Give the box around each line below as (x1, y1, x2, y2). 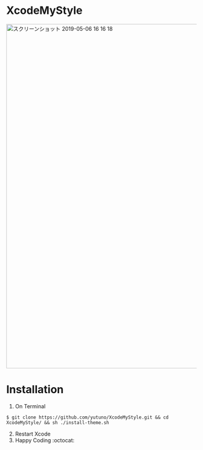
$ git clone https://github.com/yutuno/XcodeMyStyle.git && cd (6, 414, 169, 420)
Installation (6, 383, 64, 396)
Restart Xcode (14, 430, 51, 437)
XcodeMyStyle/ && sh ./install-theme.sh (6, 419, 110, 426)
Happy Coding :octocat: (14, 436, 74, 444)
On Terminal (14, 402, 46, 410)
